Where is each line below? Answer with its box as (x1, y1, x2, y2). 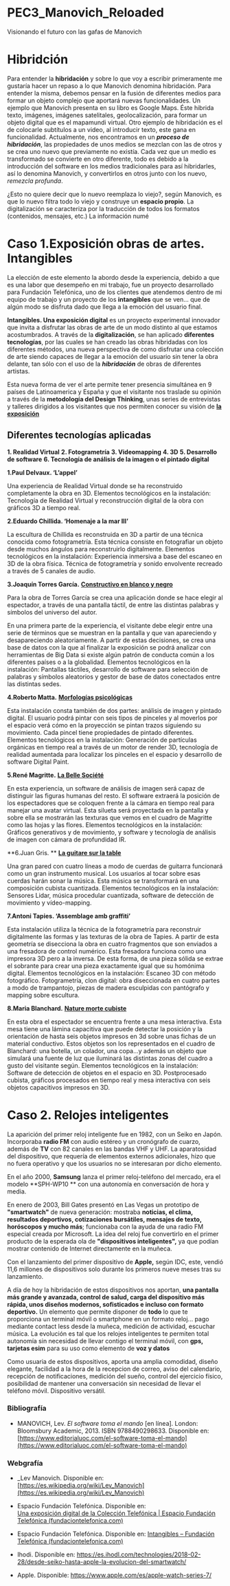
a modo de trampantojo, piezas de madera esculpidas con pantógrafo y (7, 983, 209, 991)
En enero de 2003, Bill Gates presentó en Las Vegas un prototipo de (7, 1200, 199, 1209)
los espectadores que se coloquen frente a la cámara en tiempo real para (7, 799, 215, 807)
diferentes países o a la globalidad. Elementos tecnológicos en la (7, 658, 191, 666)
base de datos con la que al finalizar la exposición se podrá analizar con (7, 643, 211, 651)
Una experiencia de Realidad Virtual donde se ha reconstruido (7, 481, 183, 489)
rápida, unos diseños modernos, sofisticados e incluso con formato (7, 1300, 204, 1308)
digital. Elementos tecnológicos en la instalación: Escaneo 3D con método (7, 969, 216, 977)
